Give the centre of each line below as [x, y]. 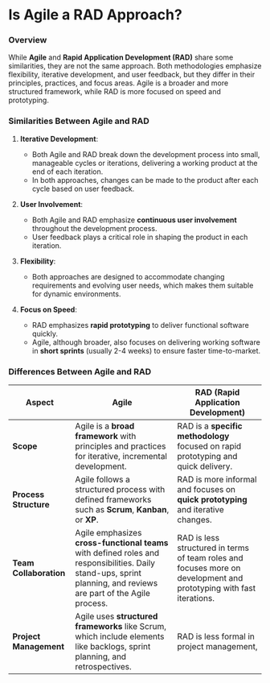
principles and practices [121, 446]
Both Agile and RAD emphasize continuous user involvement [134, 220]
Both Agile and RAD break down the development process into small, [146, 154]
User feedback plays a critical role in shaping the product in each [140, 237]
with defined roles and [117, 553]
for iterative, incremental [121, 457]
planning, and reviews [117, 583]
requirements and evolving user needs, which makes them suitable [143, 285]
